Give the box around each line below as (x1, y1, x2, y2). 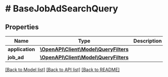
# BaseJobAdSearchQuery (5, 3, 118, 14)
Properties (5, 23, 39, 31)
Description (133, 38, 162, 44)
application (7, 46, 35, 53)
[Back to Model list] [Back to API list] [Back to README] (5, 67, 120, 73)
